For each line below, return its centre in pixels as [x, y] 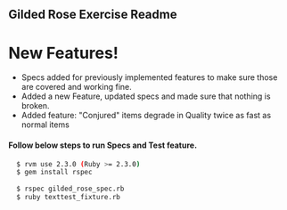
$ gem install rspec [54, 173]
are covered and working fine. [77, 87]
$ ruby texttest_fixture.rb [69, 198]
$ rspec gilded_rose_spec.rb [70, 189]
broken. [35, 106]
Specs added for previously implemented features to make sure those [149, 77]
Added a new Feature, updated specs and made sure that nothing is [146, 96]
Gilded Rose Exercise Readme [93, 15]
